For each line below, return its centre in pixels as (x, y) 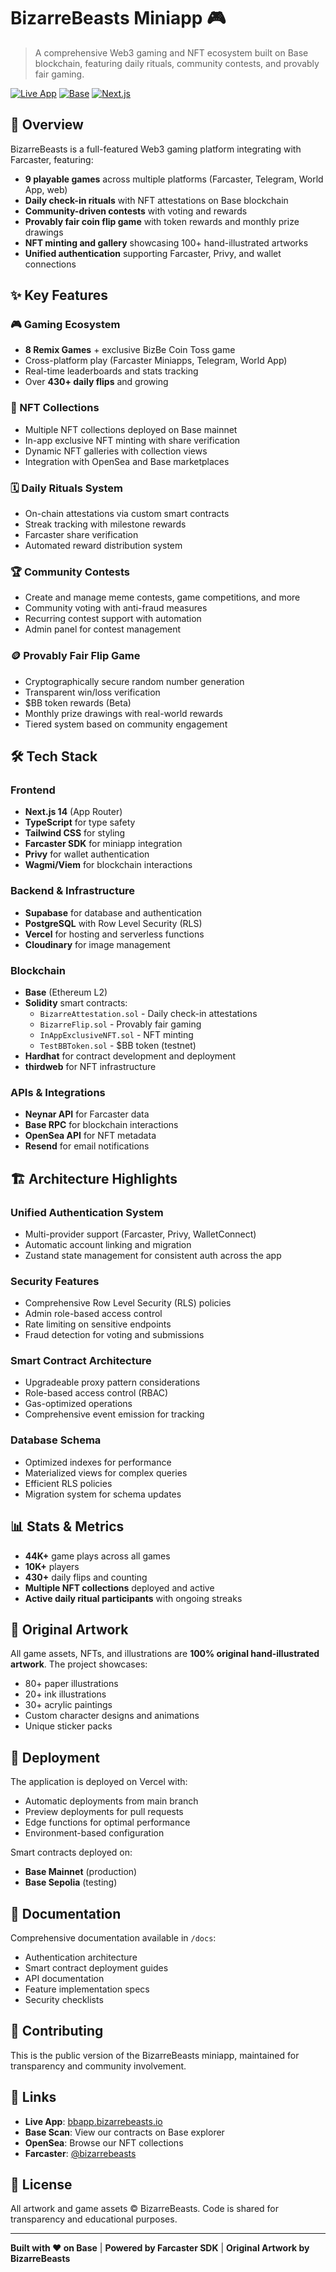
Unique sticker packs (68, 1726)
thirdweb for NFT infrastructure (90, 1066)
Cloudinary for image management (97, 944)
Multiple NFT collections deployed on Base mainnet (131, 429)
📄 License (41, 2185)
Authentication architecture (81, 1957)
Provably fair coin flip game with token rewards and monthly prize (162, 221)
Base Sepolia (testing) (71, 1882)
